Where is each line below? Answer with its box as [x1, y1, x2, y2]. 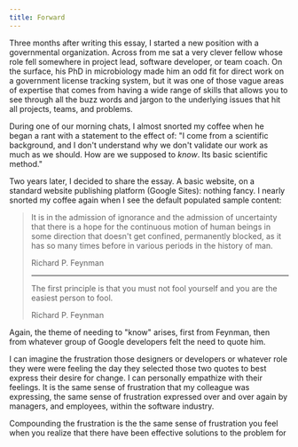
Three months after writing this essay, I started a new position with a [9, 37, 259, 48]
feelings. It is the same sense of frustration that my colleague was [9, 381, 250, 392]
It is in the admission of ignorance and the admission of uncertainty [30, 212, 278, 222]
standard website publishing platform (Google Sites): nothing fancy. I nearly [9, 185, 286, 196]
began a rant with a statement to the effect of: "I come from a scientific [9, 130, 269, 140]
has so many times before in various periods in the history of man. [30, 240, 273, 251]
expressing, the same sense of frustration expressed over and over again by [9, 391, 288, 402]
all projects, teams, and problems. [9, 103, 133, 114]
